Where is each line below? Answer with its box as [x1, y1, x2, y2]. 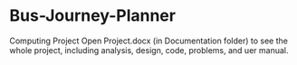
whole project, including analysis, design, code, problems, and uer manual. [9, 44, 289, 55]
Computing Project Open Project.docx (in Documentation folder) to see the [9, 35, 288, 46]
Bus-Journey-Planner [9, 5, 177, 26]
